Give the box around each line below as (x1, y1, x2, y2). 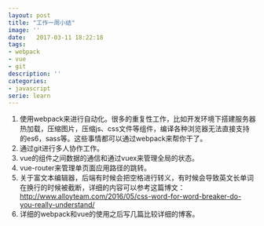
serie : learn (8, 92, 51, 100)
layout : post (8, 11, 51, 20)
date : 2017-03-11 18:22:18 (8, 33, 104, 42)
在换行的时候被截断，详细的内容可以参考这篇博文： (19, 183, 185, 192)
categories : (8, 77, 47, 85)
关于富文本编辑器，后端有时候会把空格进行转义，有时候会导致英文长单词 (19, 173, 254, 183)
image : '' (8, 26, 41, 34)
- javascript (8, 84, 51, 93)
